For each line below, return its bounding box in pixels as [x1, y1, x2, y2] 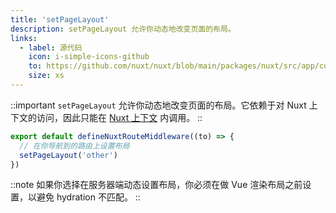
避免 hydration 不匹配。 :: [36, 191, 141, 203]
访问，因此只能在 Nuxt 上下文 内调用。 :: [36, 111, 203, 123]
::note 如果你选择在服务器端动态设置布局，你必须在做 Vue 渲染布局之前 [10, 179, 303, 191]
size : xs [28, 71, 65, 81]
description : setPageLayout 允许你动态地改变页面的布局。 [10, 24, 236, 34]
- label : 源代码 [19, 42, 83, 53]
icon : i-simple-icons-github [28, 52, 150, 62]
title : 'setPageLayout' [10, 14, 110, 25]
